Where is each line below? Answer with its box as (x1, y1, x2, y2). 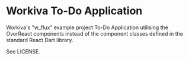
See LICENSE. (6, 48, 40, 55)
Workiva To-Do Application (6, 4, 143, 18)
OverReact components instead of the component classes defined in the (6, 30, 184, 37)
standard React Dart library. (6, 36, 73, 43)
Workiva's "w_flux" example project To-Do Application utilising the (6, 24, 169, 31)
